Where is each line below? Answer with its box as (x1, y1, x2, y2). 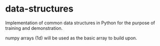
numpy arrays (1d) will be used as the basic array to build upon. (5, 35, 137, 41)
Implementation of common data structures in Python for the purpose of (5, 20, 155, 26)
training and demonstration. (5, 25, 63, 31)
